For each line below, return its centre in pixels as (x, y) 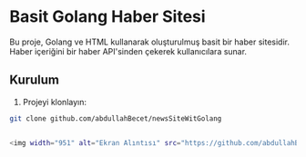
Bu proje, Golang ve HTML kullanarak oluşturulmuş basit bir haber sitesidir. (149, 42)
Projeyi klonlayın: (54, 102)
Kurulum (35, 80)
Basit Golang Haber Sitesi (108, 17)
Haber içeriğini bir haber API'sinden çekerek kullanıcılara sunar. (128, 51)
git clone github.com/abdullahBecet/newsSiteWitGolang (116, 118)
